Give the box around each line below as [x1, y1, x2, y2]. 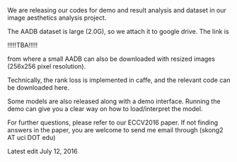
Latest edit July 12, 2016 [7, 147, 78, 155]
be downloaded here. [7, 83, 69, 91]
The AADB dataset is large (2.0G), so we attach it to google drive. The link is [7, 28, 229, 35]
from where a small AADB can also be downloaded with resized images [7, 54, 216, 63]
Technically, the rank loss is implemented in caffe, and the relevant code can [7, 76, 231, 84]
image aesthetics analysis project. [7, 13, 107, 22]
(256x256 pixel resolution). [7, 62, 86, 70]
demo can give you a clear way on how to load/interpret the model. [7, 105, 203, 112]
